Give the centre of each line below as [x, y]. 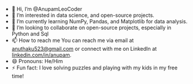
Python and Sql [30, 34]
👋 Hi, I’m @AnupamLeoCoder [47, 9]
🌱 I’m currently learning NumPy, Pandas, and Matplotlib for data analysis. [99, 21]
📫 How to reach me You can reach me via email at [73, 40]
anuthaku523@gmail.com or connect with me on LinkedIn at [84, 49]
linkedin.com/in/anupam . [42, 55]
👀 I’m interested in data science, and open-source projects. [83, 15]
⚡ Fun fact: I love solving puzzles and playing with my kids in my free [94, 68]
